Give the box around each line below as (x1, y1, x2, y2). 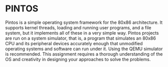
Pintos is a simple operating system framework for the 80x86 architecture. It (5, 19, 163, 25)
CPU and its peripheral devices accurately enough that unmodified (5, 40, 143, 46)
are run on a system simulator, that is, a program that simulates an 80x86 (5, 35, 156, 41)
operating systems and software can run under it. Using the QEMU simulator (5, 46, 163, 52)
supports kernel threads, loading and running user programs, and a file (5, 24, 151, 30)
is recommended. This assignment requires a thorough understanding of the (5, 51, 163, 57)
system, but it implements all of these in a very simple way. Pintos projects (5, 30, 159, 36)
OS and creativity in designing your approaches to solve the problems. (5, 56, 151, 62)
